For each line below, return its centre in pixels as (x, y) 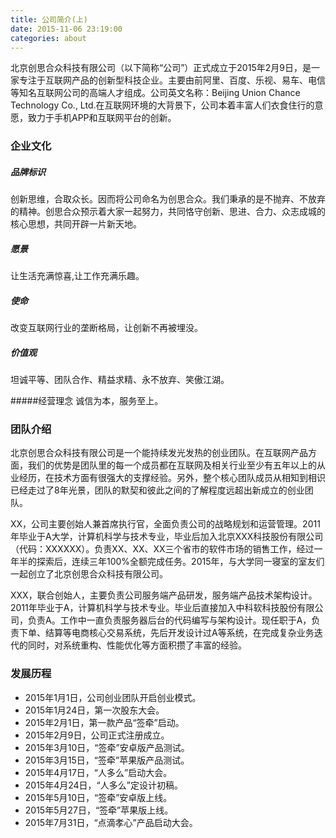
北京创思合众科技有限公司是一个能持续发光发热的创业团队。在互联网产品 (159, 453)
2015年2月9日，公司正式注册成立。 (97, 735)
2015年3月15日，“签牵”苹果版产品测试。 (107, 760)
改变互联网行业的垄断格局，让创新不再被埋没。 (106, 328)
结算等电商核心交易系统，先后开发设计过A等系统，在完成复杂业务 (179, 633)
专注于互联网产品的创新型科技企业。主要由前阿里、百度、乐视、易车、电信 (172, 80)
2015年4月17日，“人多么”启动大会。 (98, 772)
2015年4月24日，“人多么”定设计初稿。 (103, 785)
